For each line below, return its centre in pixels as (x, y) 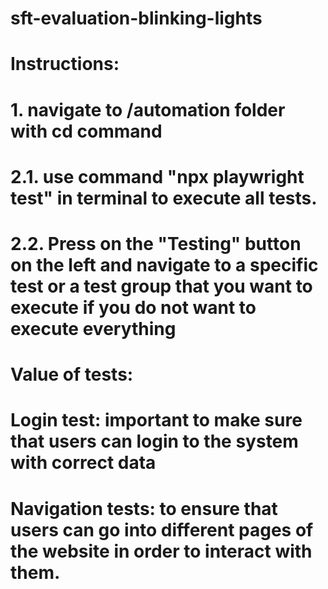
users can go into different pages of (162, 529)
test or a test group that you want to (161, 286)
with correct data (83, 463)
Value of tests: (72, 374)
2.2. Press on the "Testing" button (156, 243)
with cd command (86, 131)
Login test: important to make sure (156, 420)
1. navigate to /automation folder (148, 109)
